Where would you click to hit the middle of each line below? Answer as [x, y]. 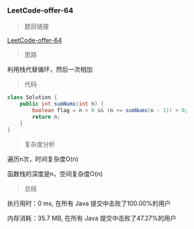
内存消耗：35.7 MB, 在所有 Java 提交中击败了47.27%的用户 [92, 218]
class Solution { [32, 97]
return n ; [46, 117]
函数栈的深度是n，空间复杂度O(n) [55, 173]
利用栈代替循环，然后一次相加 [50, 70]
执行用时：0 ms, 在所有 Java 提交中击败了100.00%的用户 [89, 203]
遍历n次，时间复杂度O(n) [43, 159]
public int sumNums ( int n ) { [62, 104]
